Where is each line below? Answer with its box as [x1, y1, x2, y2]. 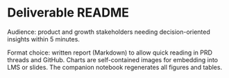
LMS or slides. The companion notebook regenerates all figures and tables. [7, 63, 223, 71]
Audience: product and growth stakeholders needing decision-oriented [7, 28, 210, 36]
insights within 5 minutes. [7, 35, 80, 43]
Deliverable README [7, 5, 130, 21]
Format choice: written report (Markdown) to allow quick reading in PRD [7, 48, 213, 57]
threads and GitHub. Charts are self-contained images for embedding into [7, 55, 219, 64]
